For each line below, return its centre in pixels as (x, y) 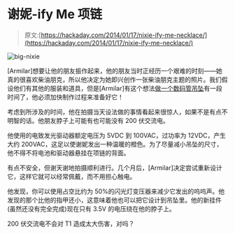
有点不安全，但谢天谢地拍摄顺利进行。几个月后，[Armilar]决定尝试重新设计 (115, 168)
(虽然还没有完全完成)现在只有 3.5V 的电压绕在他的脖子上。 (92, 209)
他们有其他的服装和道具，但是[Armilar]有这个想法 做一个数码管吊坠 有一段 (117, 88)
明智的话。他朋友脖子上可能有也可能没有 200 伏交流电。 (88, 120)
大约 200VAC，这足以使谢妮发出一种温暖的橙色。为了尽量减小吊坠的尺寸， (115, 144)
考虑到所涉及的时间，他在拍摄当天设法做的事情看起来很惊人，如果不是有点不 (117, 112)
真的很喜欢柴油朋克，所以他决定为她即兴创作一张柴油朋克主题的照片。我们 (114, 79)
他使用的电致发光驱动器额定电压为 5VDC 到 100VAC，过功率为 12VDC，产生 (116, 135)
